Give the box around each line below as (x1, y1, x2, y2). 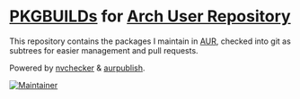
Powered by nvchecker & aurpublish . (9, 62, 146, 73)
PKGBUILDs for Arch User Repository (9, 6, 291, 27)
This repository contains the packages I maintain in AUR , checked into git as (9, 36, 292, 46)
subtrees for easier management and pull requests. (9, 45, 199, 55)
